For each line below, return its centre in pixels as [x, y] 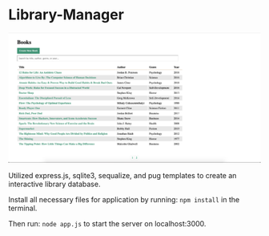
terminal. [23, 208]
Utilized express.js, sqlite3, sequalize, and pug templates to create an [122, 176]
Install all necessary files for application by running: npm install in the [124, 200]
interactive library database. [54, 184]
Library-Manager [66, 15]
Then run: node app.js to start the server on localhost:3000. [107, 224]
